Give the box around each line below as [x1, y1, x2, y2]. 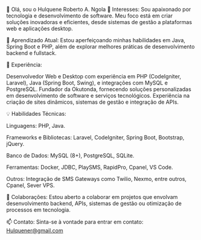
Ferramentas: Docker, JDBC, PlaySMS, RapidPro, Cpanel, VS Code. [6, 163, 173, 171]
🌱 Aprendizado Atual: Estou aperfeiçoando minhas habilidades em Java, [6, 37, 186, 43]
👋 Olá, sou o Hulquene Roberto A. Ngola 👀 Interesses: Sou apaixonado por [6, 6, 191, 13]
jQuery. [6, 141, 25, 147]
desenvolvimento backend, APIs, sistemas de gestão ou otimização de [6, 200, 182, 207]
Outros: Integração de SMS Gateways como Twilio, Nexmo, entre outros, [6, 175, 187, 182]
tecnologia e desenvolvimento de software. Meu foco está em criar [6, 12, 173, 19]
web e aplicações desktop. [6, 25, 74, 32]
